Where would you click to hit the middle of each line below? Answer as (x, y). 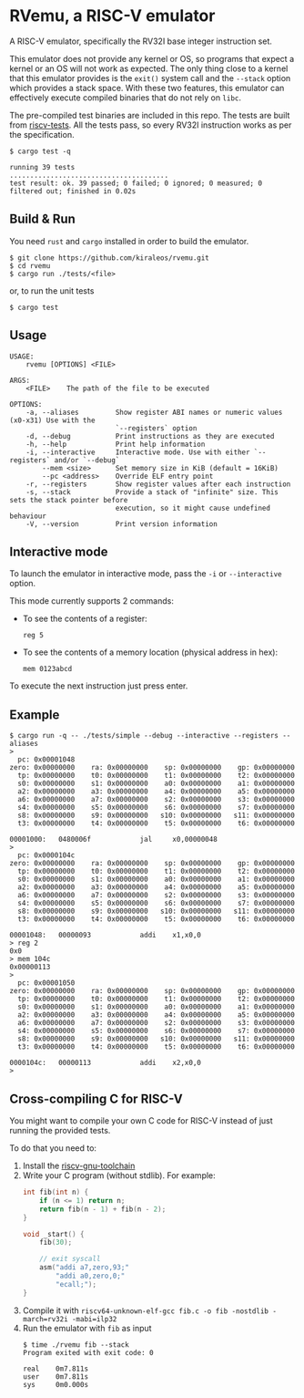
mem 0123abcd (47, 669)
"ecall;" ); (76, 1284)
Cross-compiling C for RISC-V (96, 1098)
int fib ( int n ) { (56, 1192)
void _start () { (53, 1234)
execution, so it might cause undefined (193, 508)
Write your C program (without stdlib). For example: (119, 1175)
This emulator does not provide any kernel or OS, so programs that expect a (152, 58)
